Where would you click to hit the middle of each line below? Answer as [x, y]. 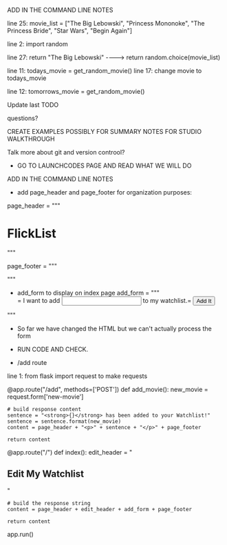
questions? [23, 118]
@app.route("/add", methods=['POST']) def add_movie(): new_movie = [108, 389]
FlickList [32, 234]
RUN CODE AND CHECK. [53, 349]
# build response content [44, 409]
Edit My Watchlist [46, 474]
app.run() [21, 534]
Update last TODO [33, 105]
